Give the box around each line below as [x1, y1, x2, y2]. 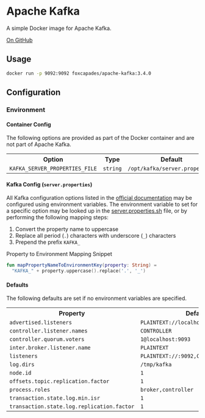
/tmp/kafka [140, 361, 172, 368]
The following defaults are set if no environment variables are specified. [6, 295, 187, 302]
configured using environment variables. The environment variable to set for [6, 200, 198, 208]
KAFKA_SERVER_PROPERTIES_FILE [9, 165, 98, 172]
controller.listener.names [9, 328, 88, 334]
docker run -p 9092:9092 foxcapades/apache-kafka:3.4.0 [6, 70, 151, 76]
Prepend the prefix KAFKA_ [15, 238, 81, 246]
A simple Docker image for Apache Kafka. [6, 24, 112, 32]
